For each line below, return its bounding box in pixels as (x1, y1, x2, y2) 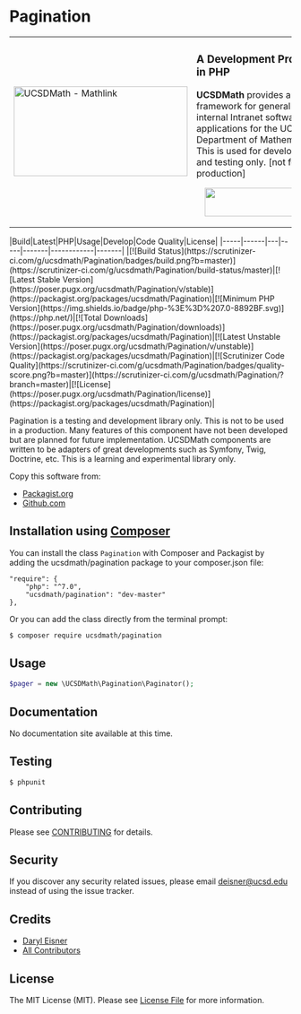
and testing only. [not (196, 155, 287, 168)
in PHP (196, 65, 230, 80)
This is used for (196, 144, 262, 157)
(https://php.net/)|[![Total (9, 312, 102, 323)
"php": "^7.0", (25, 582, 82, 591)
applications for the (196, 122, 278, 134)
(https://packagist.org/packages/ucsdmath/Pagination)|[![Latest (9, 331, 246, 342)
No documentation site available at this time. (9, 728, 173, 739)
